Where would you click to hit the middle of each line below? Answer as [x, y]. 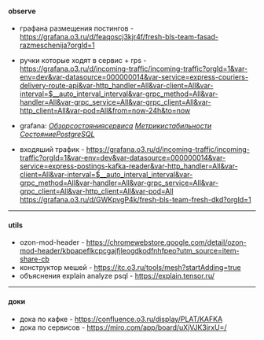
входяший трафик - [52, 150]
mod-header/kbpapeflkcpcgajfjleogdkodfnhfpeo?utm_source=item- [129, 251]
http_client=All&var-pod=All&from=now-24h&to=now [105, 111]
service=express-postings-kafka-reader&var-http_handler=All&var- [128, 166]
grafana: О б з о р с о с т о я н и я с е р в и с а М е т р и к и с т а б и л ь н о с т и [115, 126]
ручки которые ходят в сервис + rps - [83, 61]
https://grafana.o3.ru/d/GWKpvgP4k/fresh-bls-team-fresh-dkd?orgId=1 [135, 200]
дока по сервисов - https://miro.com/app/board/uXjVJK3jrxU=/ [123, 327]
